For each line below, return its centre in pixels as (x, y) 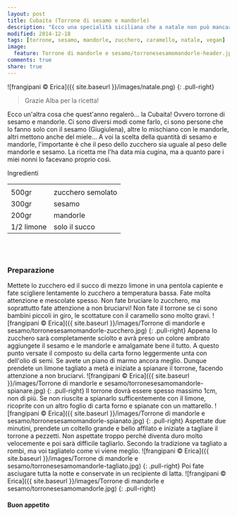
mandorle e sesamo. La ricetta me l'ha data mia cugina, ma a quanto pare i (116, 151)
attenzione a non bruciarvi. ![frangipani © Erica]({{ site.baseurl (98, 375)
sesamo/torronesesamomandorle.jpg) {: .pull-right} (82, 488)
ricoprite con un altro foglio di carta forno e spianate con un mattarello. (110, 406)
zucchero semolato (85, 192)
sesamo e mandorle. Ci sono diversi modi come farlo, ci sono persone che (115, 122)
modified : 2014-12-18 (39, 34)
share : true (25, 67)
